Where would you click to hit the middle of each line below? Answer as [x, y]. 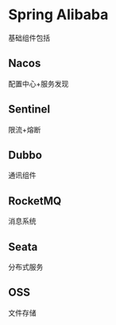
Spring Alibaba [58, 15]
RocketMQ [35, 201]
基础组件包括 [29, 38]
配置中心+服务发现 [39, 83]
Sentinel [29, 109]
